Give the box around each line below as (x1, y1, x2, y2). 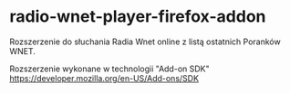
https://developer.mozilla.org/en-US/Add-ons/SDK (9, 72, 199, 83)
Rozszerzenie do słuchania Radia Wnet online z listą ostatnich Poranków (9, 36, 281, 47)
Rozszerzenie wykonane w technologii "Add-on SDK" (9, 63, 210, 74)
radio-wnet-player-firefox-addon (9, 6, 266, 27)
